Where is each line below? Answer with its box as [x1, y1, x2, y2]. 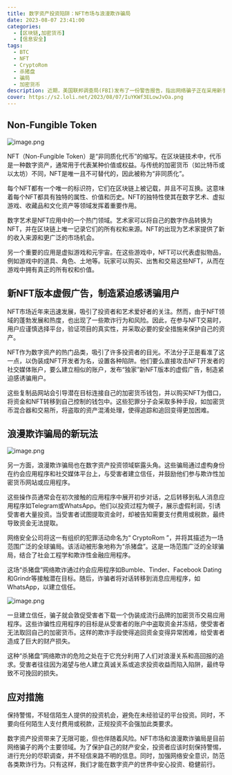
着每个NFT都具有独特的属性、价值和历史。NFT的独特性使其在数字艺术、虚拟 [7, 192, 225, 201]
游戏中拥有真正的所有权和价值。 [7, 265, 98, 273]
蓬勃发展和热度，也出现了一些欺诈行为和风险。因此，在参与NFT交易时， [19, 316, 225, 324]
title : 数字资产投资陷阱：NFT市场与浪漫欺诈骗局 [7, 10, 131, 17]
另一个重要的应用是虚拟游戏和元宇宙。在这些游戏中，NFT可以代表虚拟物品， [7, 248, 225, 256]
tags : [7, 42, 23, 49]
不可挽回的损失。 [12, 669, 62, 677]
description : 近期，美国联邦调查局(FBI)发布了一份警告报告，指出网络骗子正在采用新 [7, 87, 222, 94]
